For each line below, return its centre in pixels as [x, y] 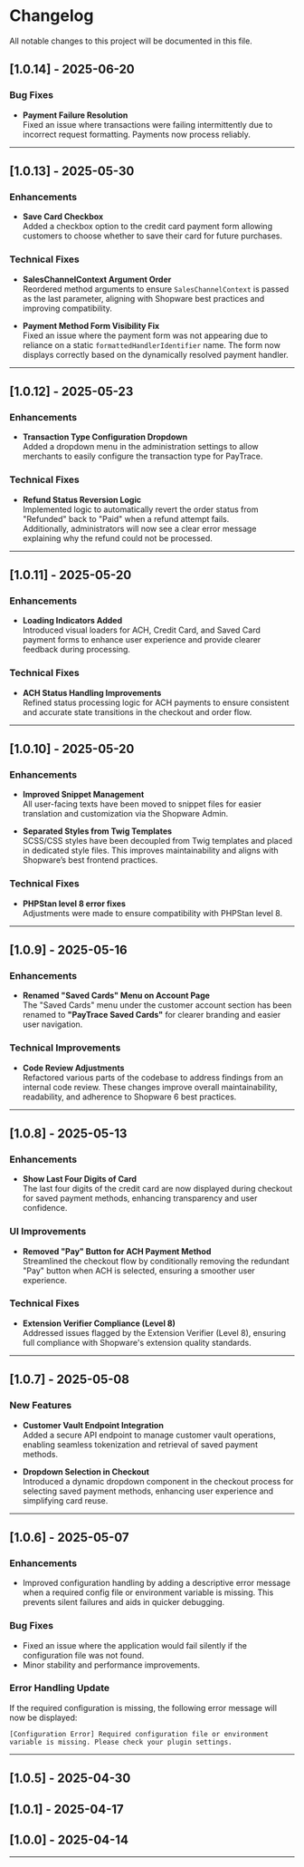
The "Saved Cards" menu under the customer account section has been [157, 1005]
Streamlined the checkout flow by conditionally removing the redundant [156, 1261]
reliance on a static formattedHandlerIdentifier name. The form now [151, 344]
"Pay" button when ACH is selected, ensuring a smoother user [138, 1271]
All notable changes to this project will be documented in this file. [131, 41]
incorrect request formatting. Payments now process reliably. [137, 134]
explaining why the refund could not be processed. [117, 538]
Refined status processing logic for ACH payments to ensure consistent [156, 702]
